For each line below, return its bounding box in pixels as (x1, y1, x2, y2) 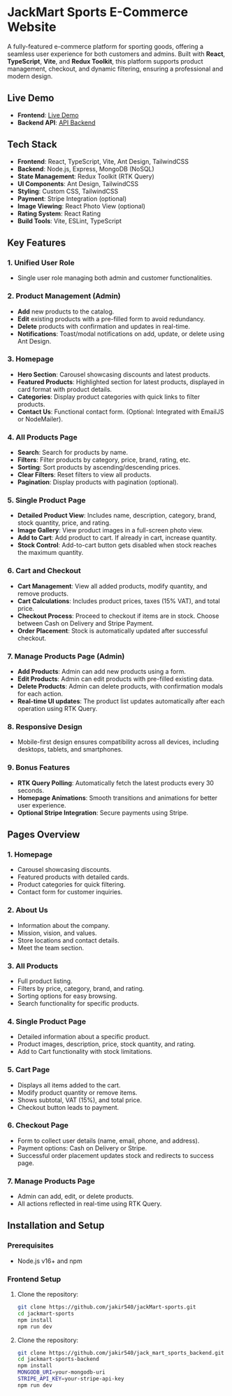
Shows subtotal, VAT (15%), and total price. (17, 1096, 142, 1104)
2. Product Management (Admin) (7, 291, 121, 301)
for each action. (17, 690, 64, 698)
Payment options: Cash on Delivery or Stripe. (17, 1143, 147, 1152)
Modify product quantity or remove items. (17, 1088, 138, 1097)
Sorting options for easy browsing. (17, 992, 117, 1000)
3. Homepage (7, 354, 55, 364)
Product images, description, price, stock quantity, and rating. (17, 1040, 196, 1048)
